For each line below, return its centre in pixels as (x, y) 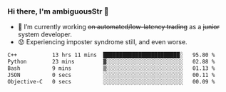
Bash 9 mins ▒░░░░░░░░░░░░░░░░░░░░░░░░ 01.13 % (111, 68)
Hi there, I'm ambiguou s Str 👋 (58, 11)
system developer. (45, 34)
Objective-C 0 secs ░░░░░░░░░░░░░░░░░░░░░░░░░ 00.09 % (111, 81)
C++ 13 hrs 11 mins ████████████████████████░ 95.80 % (111, 55)
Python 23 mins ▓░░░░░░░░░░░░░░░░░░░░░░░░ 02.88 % (111, 62)
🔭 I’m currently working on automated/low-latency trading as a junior (118, 27)
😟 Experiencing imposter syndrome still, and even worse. (102, 42)
